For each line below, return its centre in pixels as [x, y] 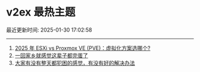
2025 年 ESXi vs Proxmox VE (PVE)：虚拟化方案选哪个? [82, 48]
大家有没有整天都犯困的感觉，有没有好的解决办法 [75, 62]
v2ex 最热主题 [41, 12]
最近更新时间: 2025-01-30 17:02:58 [49, 30]
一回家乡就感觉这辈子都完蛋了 [51, 55]
